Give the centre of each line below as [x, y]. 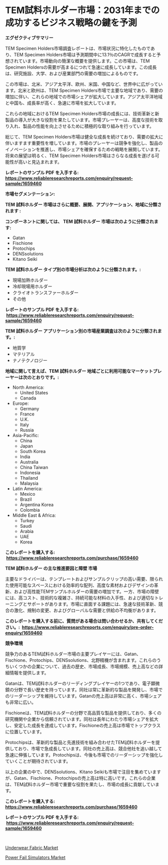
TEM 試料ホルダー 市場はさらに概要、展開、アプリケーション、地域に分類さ [83, 204]
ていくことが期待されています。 [38, 761]
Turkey [27, 520]
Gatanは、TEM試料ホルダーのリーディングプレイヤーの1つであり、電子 [78, 683]
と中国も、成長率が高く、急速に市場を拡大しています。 [62, 103]
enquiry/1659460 [24, 633]
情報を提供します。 [29, 672]
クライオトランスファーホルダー [45, 293]
